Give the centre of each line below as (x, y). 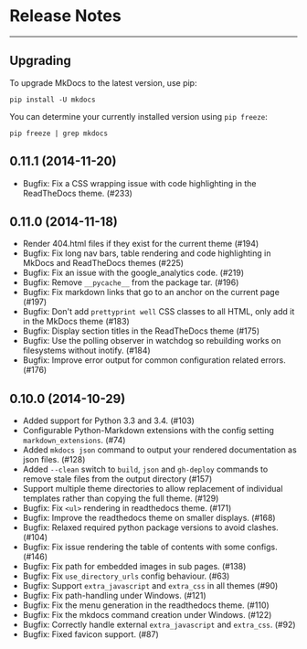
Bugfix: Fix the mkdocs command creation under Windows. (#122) (147, 615)
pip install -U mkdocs (53, 100)
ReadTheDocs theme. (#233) (77, 193)
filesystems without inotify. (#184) (86, 351)
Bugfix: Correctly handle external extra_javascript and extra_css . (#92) (159, 625)
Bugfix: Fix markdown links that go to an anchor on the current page (151, 293)
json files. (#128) (54, 460)
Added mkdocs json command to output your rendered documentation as (159, 450)
